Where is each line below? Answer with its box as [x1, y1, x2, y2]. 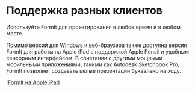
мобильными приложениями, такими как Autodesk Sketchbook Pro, [6, 61, 180, 68]
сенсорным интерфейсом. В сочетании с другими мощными [6, 54, 162, 61]
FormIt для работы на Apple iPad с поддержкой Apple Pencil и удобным [6, 48, 190, 55]
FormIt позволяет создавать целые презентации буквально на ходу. [6, 67, 182, 74]
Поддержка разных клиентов [6, 4, 162, 17]
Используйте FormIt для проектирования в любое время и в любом [6, 23, 181, 31]
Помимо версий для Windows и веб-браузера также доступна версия [6, 41, 187, 49]
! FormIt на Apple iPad [6, 79, 60, 86]
